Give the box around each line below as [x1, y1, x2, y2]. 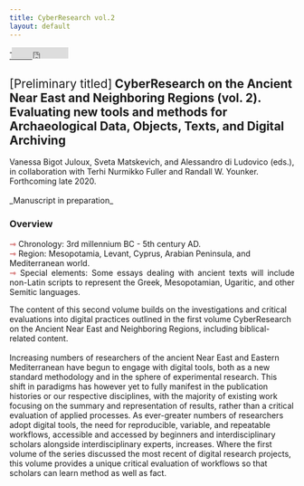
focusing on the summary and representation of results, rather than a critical [9, 400, 294, 411]
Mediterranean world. [9, 257, 90, 268]
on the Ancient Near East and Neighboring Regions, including [9, 323, 238, 334]
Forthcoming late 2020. [9, 176, 97, 186]
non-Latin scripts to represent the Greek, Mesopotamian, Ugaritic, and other [9, 277, 295, 288]
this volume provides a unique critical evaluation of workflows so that [9, 458, 268, 469]
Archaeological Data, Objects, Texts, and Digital [9, 119, 285, 134]
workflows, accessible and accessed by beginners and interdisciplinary [9, 429, 276, 440]
